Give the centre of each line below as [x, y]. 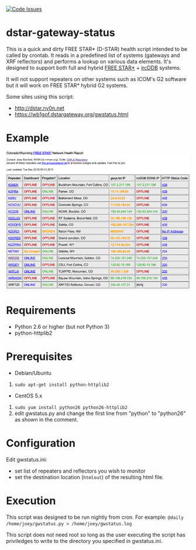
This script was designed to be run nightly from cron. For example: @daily [95, 517]
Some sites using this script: [40, 96]
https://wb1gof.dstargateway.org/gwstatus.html [71, 114]
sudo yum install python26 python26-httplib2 [71, 408]
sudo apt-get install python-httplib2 [62, 385]
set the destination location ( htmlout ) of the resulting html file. [89, 477]
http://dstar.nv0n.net [39, 108]
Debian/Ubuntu [33, 373]
